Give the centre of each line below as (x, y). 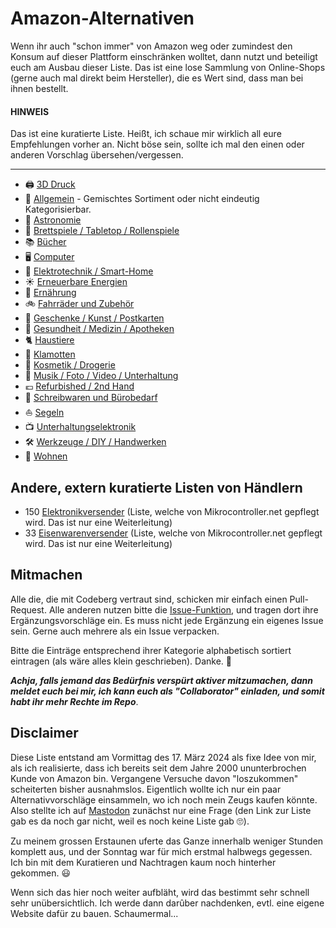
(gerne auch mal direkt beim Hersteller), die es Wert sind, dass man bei (157, 78)
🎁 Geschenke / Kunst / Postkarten (94, 318)
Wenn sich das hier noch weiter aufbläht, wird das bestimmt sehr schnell (160, 892)
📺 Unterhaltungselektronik (80, 427)
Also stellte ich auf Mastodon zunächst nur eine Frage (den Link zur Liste (161, 810)
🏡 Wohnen (46, 456)
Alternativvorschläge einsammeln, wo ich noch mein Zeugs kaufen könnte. (164, 799)
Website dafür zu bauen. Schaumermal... (94, 913)
